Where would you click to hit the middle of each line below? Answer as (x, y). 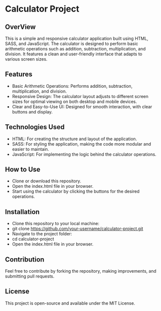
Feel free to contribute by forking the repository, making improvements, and (81, 271)
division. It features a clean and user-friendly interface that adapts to (74, 54)
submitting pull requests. (30, 276)
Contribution (25, 259)
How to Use (23, 170)
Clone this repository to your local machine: (56, 224)
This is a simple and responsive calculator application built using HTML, (77, 38)
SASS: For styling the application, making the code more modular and (81, 144)
